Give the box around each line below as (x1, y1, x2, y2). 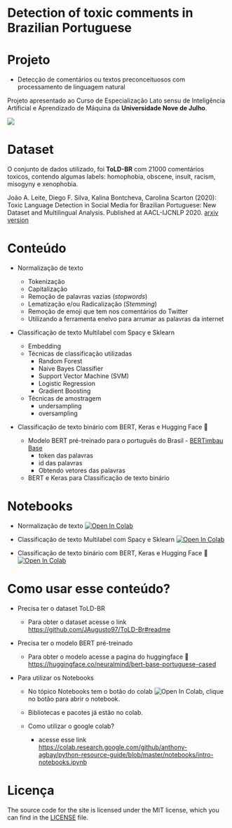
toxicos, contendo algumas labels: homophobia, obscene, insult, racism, (7, 172, 216, 181)
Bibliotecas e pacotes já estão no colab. (27, 708, 144, 716)
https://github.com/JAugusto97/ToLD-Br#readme (27, 625, 171, 633)
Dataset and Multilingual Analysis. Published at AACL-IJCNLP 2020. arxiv (7, 209, 219, 217)
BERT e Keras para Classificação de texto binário (27, 474, 170, 482)
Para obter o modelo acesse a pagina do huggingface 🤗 (27, 652, 189, 661)
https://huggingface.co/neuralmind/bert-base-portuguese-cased (27, 659, 217, 668)
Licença (7, 782, 55, 798)
